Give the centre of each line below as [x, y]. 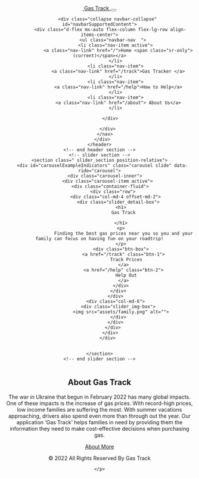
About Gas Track [99, 383]
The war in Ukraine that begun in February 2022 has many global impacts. [99, 397]
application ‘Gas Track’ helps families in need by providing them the [99, 422]
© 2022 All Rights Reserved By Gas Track [99, 458]
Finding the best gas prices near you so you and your [123, 234]
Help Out [126, 275]
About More [99, 446]
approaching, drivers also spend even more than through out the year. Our [99, 416]
